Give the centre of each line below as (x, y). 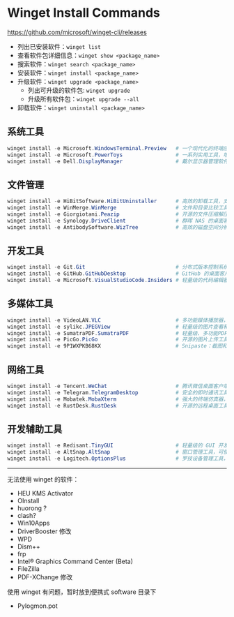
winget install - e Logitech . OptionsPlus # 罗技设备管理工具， (118, 459)
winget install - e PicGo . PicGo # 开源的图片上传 (113, 340)
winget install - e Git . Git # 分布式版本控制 (113, 267)
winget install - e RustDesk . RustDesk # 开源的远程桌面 (113, 406)
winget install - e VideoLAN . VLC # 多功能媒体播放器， (118, 320)
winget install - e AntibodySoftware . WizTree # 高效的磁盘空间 (113, 227)
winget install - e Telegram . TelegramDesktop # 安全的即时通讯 (113, 392)
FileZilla (28, 568)
